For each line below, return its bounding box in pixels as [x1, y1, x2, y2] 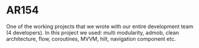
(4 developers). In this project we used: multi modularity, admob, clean [6, 29, 179, 36]
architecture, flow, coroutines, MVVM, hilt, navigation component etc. [6, 35, 176, 42]
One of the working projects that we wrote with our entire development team [6, 23, 194, 30]
